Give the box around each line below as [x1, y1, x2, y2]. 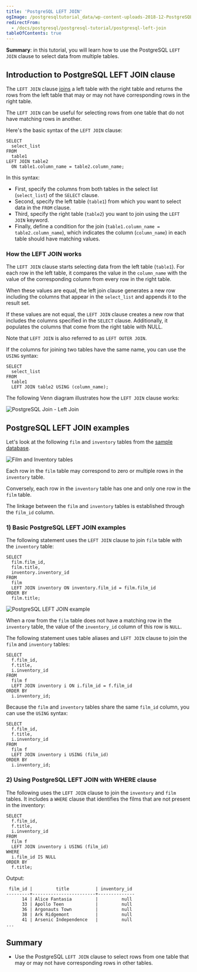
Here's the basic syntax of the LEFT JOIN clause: [6, 127, 123, 134]
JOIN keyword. [14, 216, 49, 223]
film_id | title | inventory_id [8, 886, 133, 892]
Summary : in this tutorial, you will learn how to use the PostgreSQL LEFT [6, 46, 181, 53]
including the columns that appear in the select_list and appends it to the [6, 293, 186, 300]
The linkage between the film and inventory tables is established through [6, 503, 185, 510]
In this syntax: [6, 174, 40, 181]
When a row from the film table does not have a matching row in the [6, 617, 172, 624]
